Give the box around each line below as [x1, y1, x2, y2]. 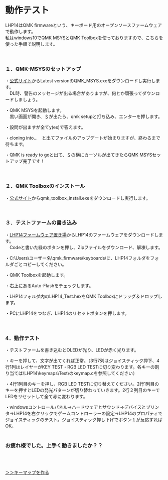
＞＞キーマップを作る [5, 469, 49, 475]
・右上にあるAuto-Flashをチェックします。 [5, 282, 94, 289]
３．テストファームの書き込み [5, 219, 77, 226]
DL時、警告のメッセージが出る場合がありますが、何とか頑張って [9, 90, 142, 96]
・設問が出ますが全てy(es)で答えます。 [5, 124, 86, 131]
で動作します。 [5, 28, 36, 34]
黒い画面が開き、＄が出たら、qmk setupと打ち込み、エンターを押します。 [9, 113, 163, 119]
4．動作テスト [5, 334, 40, 341]
